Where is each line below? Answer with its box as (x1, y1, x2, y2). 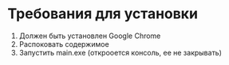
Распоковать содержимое (18, 39, 109, 48)
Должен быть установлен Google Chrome (18, 31, 161, 40)
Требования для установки (7, 5, 199, 23)
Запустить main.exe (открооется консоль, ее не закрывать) (18, 48, 223, 57)
